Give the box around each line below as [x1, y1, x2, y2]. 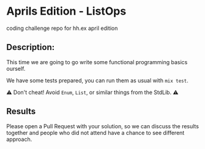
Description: [6, 42, 55, 53]
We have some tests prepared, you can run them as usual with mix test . [6, 76, 188, 84]
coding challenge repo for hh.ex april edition [6, 24, 118, 32]
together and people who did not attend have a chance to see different [6, 129, 185, 136]
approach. [6, 136, 32, 143]
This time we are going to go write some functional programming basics [6, 58, 188, 65]
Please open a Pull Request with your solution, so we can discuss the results [6, 122, 199, 129]
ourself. [6, 65, 26, 72]
